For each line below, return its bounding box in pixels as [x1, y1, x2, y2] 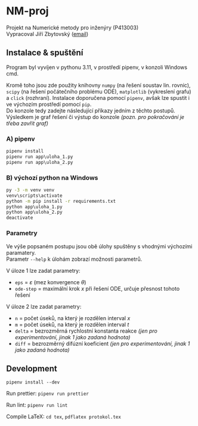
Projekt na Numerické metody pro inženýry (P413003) [6, 24, 139, 31]
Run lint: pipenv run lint [6, 401, 68, 409]
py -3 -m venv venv [6, 187, 55, 193]
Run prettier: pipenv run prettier [6, 390, 89, 397]
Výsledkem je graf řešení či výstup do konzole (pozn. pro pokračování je [6, 113, 185, 120]
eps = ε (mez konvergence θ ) [14, 278, 86, 285]
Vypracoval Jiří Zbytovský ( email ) [6, 30, 89, 37]
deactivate [6, 215, 33, 221]
